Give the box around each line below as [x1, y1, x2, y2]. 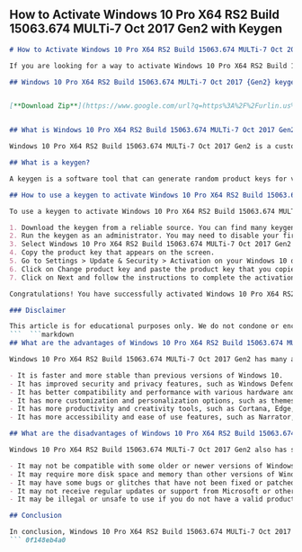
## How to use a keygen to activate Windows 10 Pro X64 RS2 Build [9, 191, 263, 200]
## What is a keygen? [9, 158, 91, 167]
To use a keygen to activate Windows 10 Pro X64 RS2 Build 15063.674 [9, 207, 276, 216]
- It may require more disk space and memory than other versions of [9, 469, 276, 479]
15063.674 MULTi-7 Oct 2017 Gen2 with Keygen [9, 22, 283, 37]
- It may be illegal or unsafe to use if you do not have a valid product [9, 494, 296, 504]
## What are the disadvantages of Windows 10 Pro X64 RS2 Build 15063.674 [9, 429, 296, 439]
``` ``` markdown [9, 330, 75, 340]
